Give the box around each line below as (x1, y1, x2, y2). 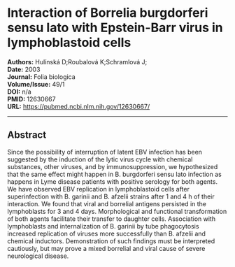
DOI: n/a (7, 87, 31, 96)
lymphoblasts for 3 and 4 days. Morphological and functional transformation (7, 207, 227, 215)
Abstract (7, 129, 47, 141)
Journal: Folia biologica (7, 72, 76, 81)
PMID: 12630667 (7, 94, 56, 103)
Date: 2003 (7, 65, 41, 73)
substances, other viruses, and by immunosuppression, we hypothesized (7, 162, 218, 171)
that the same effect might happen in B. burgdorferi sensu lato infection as (7, 170, 222, 178)
